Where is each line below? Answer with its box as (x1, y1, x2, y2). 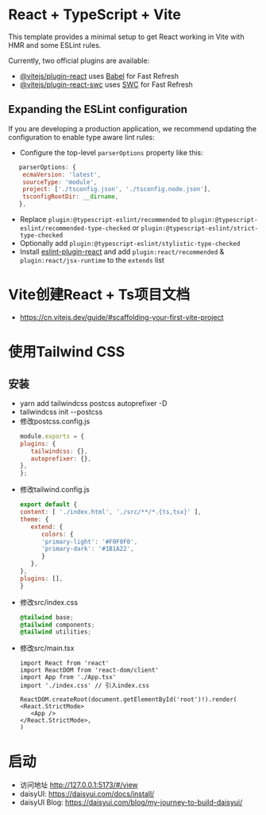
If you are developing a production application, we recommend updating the (8, 123, 256, 133)
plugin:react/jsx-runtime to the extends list (19, 255, 165, 264)
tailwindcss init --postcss (19, 407, 103, 416)
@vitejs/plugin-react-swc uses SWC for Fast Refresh (19, 80, 193, 89)
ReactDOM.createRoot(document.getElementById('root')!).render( (19, 696, 237, 704)
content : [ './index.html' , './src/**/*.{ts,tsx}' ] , (19, 508, 202, 517)
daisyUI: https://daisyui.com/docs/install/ (19, 790, 155, 799)
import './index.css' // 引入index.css (19, 682, 149, 690)
